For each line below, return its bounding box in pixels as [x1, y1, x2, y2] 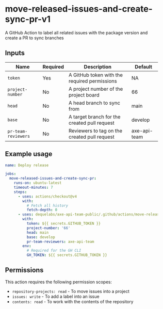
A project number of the [68, 85, 123, 92]
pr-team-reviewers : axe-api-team [26, 239, 95, 244]
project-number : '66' [26, 226, 70, 230]
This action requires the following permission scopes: [5, 279, 112, 285]
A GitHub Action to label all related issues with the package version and [5, 30, 148, 35]
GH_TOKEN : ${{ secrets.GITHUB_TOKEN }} [26, 253, 108, 258]
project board [68, 91, 99, 98]
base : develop [26, 234, 55, 240]
